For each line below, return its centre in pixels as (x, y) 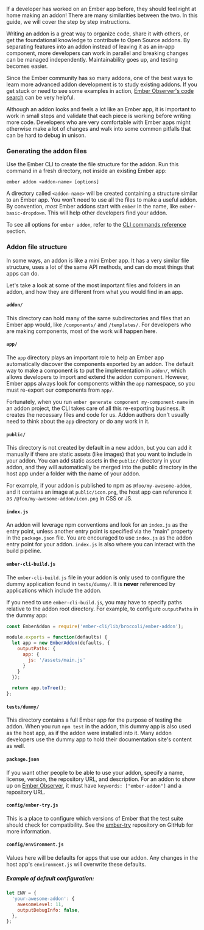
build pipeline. (24, 551)
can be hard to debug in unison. (46, 135)
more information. (29, 831)
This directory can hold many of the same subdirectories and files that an (98, 318)
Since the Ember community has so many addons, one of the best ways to (100, 78)
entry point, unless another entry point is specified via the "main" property (100, 532)
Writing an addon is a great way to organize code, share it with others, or (98, 34)
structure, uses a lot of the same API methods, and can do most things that (100, 267)
